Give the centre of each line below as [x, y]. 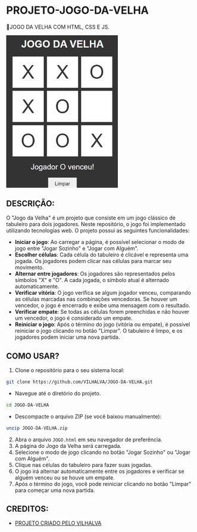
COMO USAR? [33, 356]
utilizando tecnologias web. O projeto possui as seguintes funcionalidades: [98, 231]
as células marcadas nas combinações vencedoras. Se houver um [96, 299]
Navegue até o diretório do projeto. [58, 393]
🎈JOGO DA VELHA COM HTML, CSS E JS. [58, 27]
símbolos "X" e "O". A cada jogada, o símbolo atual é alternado [92, 280]
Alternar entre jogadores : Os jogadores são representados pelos [95, 274]
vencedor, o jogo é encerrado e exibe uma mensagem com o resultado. [102, 305]
